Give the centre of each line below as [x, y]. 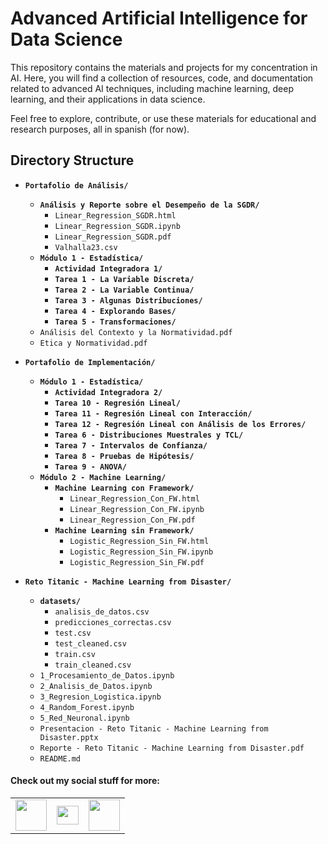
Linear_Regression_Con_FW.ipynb [137, 509]
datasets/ [60, 601]
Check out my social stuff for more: [85, 781]
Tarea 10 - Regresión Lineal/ [117, 403]
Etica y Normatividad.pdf [93, 343]
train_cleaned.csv [93, 665]
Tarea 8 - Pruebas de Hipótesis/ [124, 456]
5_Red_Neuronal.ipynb [84, 718]
